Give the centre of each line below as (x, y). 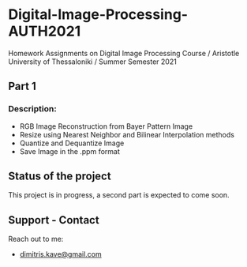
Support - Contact (54, 220)
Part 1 (22, 86)
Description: (32, 109)
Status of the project (60, 177)
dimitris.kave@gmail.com (61, 254)
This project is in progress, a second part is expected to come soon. (119, 195)
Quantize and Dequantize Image (72, 143)
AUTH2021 (45, 31)
